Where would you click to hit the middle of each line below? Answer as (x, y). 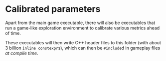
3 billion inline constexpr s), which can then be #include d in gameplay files (83, 48)
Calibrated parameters (53, 9)
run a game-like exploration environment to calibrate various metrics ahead (83, 28)
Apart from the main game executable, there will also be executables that (80, 23)
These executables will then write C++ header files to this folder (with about (83, 42)
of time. (13, 33)
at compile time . (22, 53)
